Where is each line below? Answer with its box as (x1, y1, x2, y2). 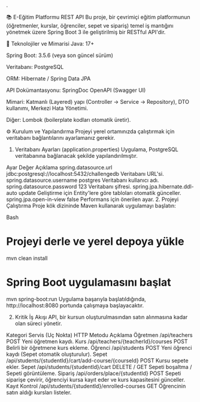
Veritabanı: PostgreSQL (6, 64, 64, 70)
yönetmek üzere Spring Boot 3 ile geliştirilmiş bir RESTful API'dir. (6, 29, 166, 35)
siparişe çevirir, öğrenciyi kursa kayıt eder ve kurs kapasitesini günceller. (6, 376, 186, 383)
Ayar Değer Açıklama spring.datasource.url (6, 164, 113, 171)
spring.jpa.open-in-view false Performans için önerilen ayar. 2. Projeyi (6, 196, 179, 203)
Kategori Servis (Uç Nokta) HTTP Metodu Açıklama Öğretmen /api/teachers (6, 331, 193, 338)
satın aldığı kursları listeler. (6, 389, 72, 396)
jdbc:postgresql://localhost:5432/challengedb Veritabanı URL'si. (6, 170, 164, 177)
